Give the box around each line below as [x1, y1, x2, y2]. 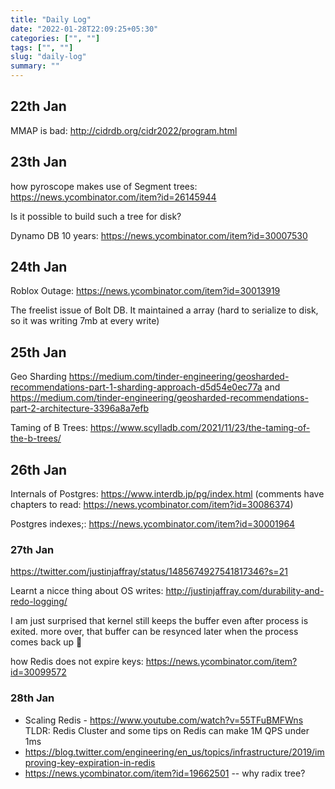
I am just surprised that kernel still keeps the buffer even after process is [10, 615, 309, 627]
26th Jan [10, 461, 68, 478]
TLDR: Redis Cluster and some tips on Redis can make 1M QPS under [24, 724, 310, 736]
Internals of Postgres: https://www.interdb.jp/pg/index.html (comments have [10, 488, 325, 500]
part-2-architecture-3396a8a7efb [10, 402, 149, 415]
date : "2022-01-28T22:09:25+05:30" [10, 24, 159, 34]
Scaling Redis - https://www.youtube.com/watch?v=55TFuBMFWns [24, 714, 304, 726]
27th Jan [10, 542, 55, 556]
